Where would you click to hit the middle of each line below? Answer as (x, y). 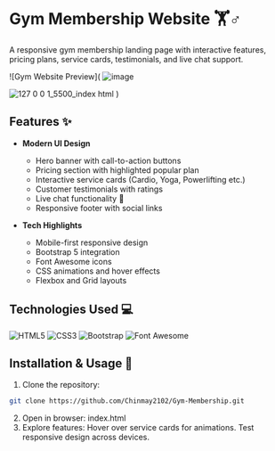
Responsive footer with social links (99, 208)
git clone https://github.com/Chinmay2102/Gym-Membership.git (127, 401)
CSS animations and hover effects (97, 271)
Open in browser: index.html (74, 418)
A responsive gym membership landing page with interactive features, (138, 49)
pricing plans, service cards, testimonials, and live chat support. (126, 59)
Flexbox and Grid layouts (81, 280)
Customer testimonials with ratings (99, 189)
